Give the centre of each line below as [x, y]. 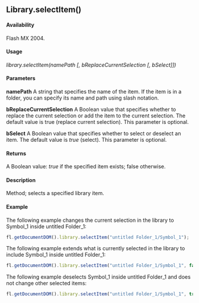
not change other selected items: [46, 283]
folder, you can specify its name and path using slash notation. [83, 98]
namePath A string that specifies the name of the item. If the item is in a [94, 92]
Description [21, 180]
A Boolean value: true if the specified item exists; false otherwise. [86, 167]
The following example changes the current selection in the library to [90, 220]
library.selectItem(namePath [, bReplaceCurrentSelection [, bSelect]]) [91, 65]
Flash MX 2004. [26, 38]
